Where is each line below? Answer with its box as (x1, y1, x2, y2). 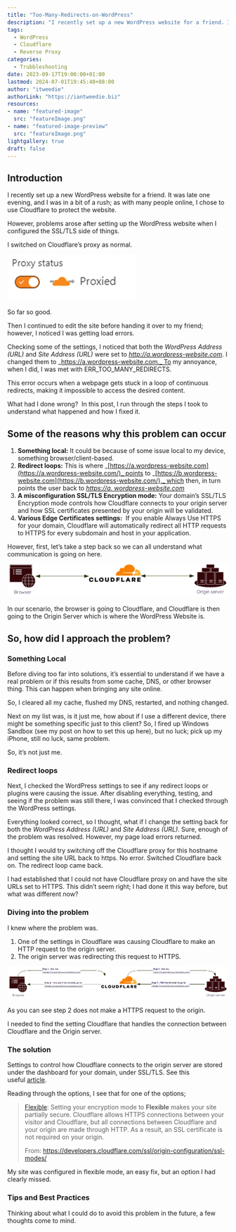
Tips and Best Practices (7, 1193, 90, 1202)
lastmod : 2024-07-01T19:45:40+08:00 (7, 78, 114, 85)
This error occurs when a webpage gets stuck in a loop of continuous (7, 379, 209, 387)
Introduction (7, 172, 63, 184)
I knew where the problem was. (7, 923, 98, 932)
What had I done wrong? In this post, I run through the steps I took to (7, 400, 209, 409)
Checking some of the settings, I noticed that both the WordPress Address (7, 342, 223, 351)
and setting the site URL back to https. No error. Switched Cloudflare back (7, 854, 222, 862)
